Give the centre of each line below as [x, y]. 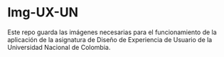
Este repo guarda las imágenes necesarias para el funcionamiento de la [112, 32]
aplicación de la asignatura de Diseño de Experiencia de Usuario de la [110, 39]
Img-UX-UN [43, 12]
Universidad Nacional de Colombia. [59, 47]
